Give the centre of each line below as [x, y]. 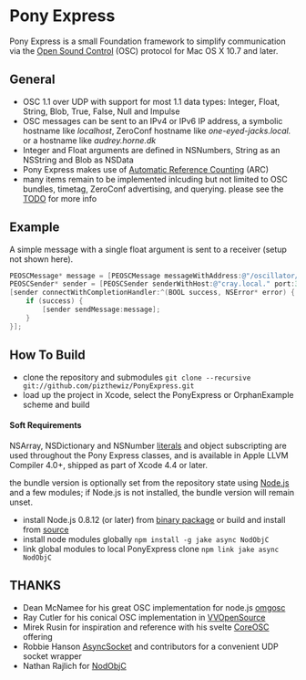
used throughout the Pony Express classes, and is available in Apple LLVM [149, 455]
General [33, 80]
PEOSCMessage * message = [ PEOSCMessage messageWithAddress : [126, 276]
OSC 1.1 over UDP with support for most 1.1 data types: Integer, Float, [151, 101]
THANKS [36, 586]
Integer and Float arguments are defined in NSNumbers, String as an [151, 150]
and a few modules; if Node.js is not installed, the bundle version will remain [152, 492]
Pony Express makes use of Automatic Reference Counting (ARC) [146, 169]
